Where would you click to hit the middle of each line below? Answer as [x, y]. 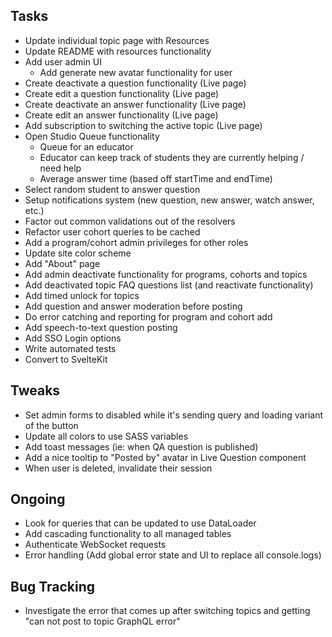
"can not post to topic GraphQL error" [102, 621]
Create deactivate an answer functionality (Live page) [135, 104]
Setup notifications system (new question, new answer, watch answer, [169, 200]
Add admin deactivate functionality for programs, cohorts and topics [166, 274]
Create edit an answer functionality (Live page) [121, 115]
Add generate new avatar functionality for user [136, 72]
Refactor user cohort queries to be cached [112, 231]
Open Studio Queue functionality [92, 136]
